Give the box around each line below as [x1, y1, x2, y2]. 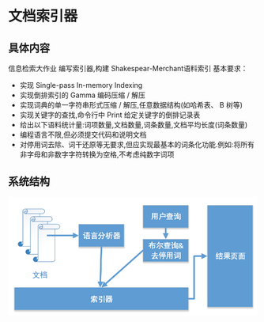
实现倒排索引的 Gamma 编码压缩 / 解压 [19, 90, 146, 100]
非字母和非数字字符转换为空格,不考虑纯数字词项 [19, 150, 175, 159]
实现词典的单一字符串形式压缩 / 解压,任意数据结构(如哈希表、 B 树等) [19, 100, 243, 109]
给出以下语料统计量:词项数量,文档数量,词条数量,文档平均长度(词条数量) [19, 120, 248, 129]
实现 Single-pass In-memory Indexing [19, 81, 143, 89]
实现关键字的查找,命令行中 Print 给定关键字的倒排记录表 [19, 110, 201, 119]
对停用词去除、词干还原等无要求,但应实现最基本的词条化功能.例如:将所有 [19, 140, 255, 149]
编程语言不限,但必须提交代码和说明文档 [19, 130, 147, 139]
